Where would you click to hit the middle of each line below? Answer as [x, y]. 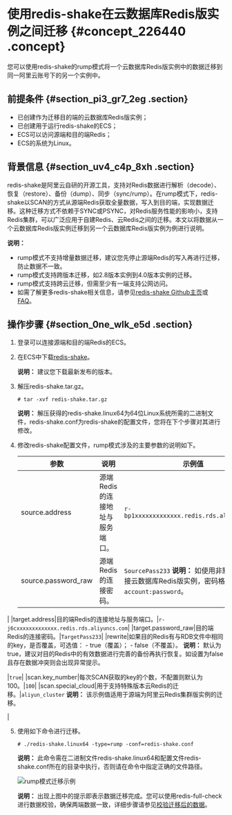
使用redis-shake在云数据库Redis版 [107, 14]
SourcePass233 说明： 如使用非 [173, 571]
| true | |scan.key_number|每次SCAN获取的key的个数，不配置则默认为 [105, 677]
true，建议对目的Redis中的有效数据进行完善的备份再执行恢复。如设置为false [115, 654]
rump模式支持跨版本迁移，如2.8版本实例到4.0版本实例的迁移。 [106, 274]
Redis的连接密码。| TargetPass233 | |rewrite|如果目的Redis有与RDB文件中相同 [115, 637]
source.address [46, 512]
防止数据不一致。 [41, 266]
